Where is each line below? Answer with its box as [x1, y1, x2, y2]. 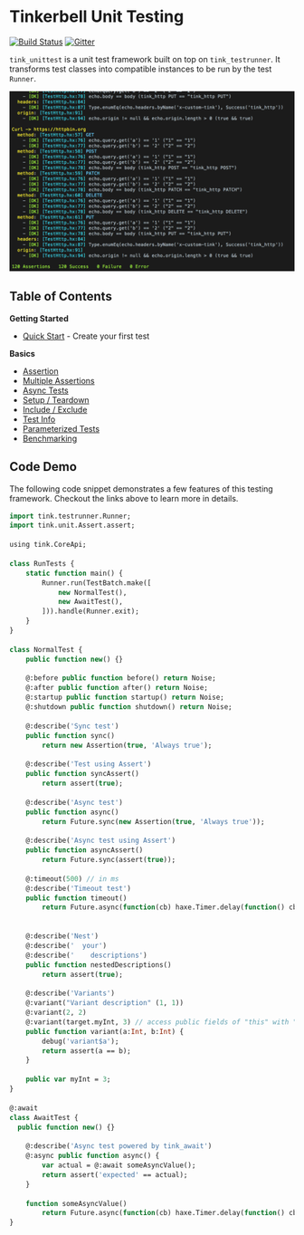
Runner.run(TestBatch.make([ [42, 578, 152, 588]
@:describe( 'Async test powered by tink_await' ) [25, 1142, 213, 1151]
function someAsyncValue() [25, 1199, 128, 1208]
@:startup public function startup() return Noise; [25, 693, 224, 703]
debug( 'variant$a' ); [42, 1037, 119, 1046]
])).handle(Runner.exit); [42, 607, 140, 617]
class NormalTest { [9, 645, 83, 654]
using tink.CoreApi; [9, 541, 88, 550]
